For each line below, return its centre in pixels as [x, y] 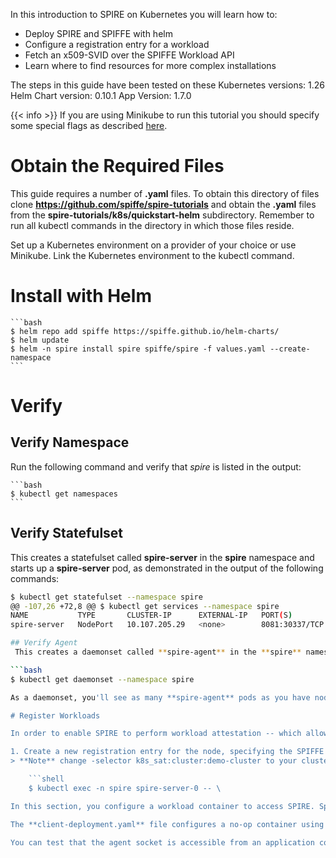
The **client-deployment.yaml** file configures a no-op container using [167, 824]
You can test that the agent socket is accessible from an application [162, 842]
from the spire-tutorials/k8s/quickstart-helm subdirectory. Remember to [162, 215]
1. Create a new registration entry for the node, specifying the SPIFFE [167, 752]
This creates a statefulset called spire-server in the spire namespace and [162, 557]
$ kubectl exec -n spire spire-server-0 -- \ [125, 788]
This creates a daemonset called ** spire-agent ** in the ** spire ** [158, 652]
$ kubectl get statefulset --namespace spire [106, 597]
